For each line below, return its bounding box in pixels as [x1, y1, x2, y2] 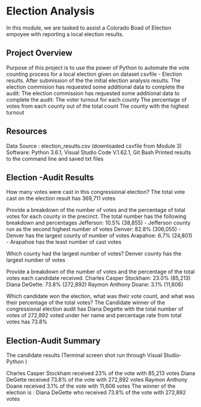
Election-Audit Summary [6, 335, 101, 346]
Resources [6, 126, 47, 137]
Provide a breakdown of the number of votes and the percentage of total [6, 207, 186, 214]
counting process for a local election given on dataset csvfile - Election [6, 70, 182, 78]
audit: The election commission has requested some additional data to [6, 89, 180, 97]
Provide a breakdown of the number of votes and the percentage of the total [6, 268, 195, 275]
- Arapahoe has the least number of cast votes [6, 238, 122, 246]
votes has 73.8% [6, 318, 48, 326]
